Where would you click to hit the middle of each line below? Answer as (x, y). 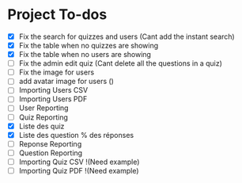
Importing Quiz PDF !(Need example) (79, 170)
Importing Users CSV (53, 90)
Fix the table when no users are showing (85, 55)
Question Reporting (51, 153)
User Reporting (43, 108)
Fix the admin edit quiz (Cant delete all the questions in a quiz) (121, 63)
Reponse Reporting (50, 143)
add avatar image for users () (66, 82)
